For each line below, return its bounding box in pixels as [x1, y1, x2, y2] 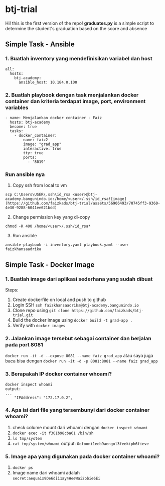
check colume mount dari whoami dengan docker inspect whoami [12, 424, 148, 430]
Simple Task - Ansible [5, 40, 75, 49]
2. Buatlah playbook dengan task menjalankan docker [5, 91, 139, 99]
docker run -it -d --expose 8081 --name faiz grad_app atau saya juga [5, 353, 153, 359]
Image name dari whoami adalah [12, 470, 80, 476]
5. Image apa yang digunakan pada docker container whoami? [5, 453, 160, 460]
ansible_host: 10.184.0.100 [18, 79, 78, 85]
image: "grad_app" [23, 142, 62, 147]
